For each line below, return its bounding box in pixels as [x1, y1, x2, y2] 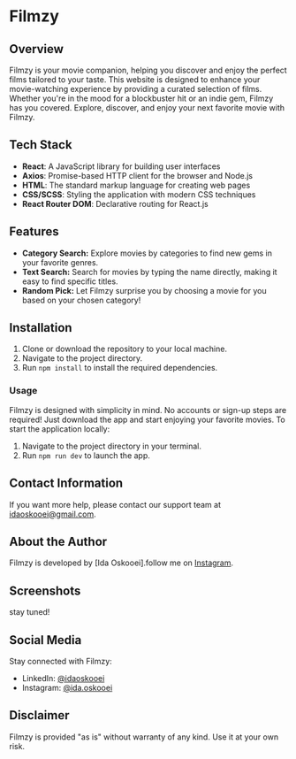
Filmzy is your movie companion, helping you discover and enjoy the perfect [9, 65, 287, 75]
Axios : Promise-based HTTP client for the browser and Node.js [21, 170, 254, 180]
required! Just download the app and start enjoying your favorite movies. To [9, 414, 285, 425]
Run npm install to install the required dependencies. [21, 363, 218, 373]
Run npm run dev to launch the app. [21, 449, 150, 461]
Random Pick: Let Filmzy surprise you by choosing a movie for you [21, 285, 267, 295]
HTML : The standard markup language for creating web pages [21, 180, 251, 190]
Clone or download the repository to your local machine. [21, 343, 228, 355]
